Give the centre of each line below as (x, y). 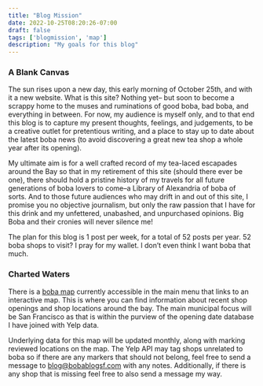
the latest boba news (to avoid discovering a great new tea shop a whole (126, 139)
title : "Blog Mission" (45, 15)
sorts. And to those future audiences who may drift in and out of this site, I (128, 197)
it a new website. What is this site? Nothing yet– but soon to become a (121, 98)
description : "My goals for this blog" (73, 45)
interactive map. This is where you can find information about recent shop (128, 299)
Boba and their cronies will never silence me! (80, 222)
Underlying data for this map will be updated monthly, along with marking (127, 340)
